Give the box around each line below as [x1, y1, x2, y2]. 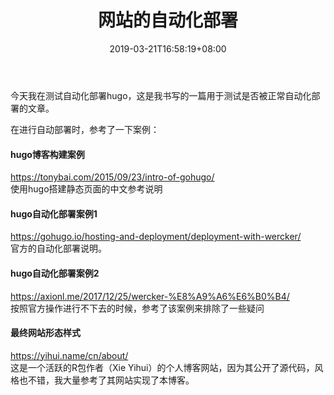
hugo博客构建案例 [10, 148, 85, 160]
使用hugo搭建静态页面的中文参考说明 [10, 183, 163, 195]
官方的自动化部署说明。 [10, 242, 107, 255]
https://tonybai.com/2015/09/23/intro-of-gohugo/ [10, 171, 215, 183]
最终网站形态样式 [10, 327, 81, 339]
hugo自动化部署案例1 [10, 207, 98, 220]
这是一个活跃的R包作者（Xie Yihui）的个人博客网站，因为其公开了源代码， [10, 361, 315, 373]
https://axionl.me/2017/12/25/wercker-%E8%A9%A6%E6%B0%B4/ [10, 290, 290, 302]
